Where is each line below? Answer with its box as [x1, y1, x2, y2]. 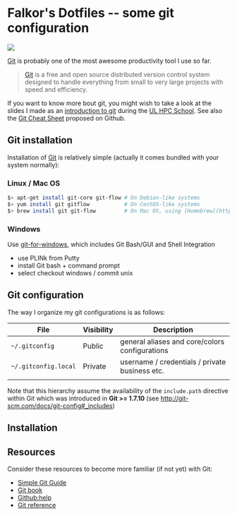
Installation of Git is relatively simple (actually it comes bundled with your [7, 153, 219, 162]
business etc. [119, 366, 164, 376]
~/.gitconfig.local [11, 362, 76, 370]
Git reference [17, 500, 56, 509]
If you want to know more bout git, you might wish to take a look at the [7, 99, 212, 107]
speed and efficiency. [24, 85, 88, 93]
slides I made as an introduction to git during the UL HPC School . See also [7, 106, 223, 114]
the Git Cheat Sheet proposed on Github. [7, 114, 126, 122]
